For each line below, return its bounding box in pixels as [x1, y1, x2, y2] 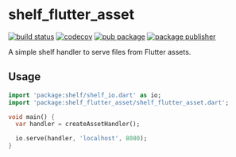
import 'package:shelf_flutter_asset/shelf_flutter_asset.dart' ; [8, 98, 229, 106]
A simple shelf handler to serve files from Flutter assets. [8, 47, 192, 56]
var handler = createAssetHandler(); [15, 121, 141, 128]
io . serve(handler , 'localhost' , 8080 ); [15, 135, 148, 143]
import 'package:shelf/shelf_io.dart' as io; [8, 91, 161, 99]
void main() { [8, 113, 56, 121]
